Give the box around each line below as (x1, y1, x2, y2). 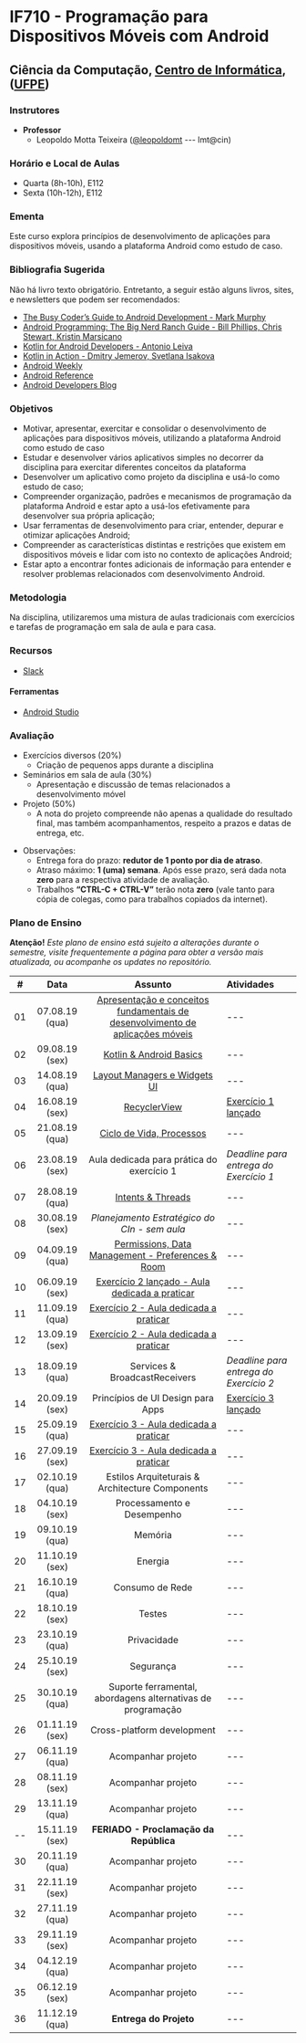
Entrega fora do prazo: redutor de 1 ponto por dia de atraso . (36, 855, 263, 866)
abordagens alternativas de (94, 1692, 212, 1704)
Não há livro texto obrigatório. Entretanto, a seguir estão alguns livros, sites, (9, 284, 294, 295)
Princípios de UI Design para (92, 1392, 214, 1405)
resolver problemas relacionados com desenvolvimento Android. (22, 569, 266, 580)
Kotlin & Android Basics (103, 1048, 203, 1061)
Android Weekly (22, 360, 84, 371)
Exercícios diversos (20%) (22, 750, 122, 761)
